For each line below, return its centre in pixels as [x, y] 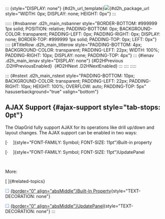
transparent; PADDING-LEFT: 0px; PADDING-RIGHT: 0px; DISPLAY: [92, 34]
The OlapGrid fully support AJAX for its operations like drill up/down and [80, 127]
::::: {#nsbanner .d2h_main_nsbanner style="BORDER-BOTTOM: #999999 [81, 23]
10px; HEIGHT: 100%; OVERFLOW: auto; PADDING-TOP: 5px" [83, 86]
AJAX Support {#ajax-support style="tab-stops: [83, 107]
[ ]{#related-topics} [25, 181]
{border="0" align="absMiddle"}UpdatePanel [57, 206]
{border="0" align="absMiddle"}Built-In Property [61, 191]
